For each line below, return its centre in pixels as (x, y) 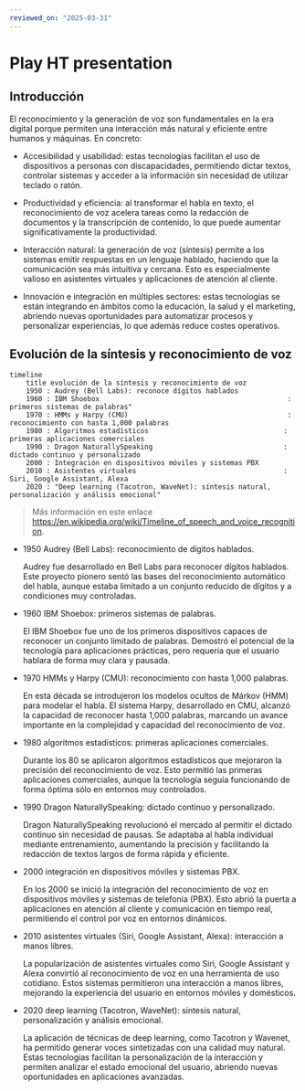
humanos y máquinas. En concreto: (76, 138)
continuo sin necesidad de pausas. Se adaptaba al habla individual (148, 835)
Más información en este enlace (92, 512)
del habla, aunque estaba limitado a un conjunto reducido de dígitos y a (157, 587)
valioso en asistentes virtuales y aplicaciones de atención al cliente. (150, 279)
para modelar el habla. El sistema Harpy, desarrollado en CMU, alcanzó (156, 705)
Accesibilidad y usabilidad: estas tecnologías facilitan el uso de (141, 155)
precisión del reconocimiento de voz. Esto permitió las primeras (142, 770)
